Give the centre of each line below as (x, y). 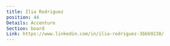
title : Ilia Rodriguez (35, 12)
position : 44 (23, 17)
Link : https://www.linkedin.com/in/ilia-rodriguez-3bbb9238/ (85, 34)
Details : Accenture (31, 23)
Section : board (25, 28)
